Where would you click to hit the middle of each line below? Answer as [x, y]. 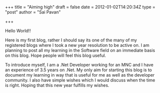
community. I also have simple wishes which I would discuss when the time [80, 80]
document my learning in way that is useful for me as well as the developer [80, 75]
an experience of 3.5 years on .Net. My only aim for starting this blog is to [79, 70]
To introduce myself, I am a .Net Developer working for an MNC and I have [79, 65]
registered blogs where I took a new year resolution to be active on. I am [77, 45]
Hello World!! [18, 31]
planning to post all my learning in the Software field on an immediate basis [80, 50]
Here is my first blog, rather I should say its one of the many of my [71, 40]
